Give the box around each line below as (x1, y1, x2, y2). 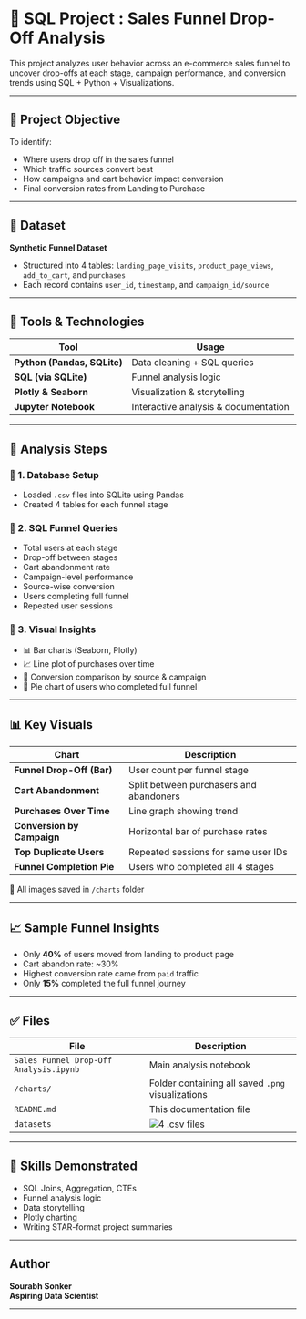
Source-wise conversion (22, 581, 116, 592)
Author (9, 1256, 50, 1272)
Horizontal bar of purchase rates (128, 825, 268, 838)
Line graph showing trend (128, 805, 239, 818)
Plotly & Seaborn (14, 386, 88, 399)
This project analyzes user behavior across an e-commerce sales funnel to (9, 57, 291, 68)
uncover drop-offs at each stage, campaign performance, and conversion (9, 67, 287, 78)
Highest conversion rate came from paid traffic (22, 968, 199, 979)
